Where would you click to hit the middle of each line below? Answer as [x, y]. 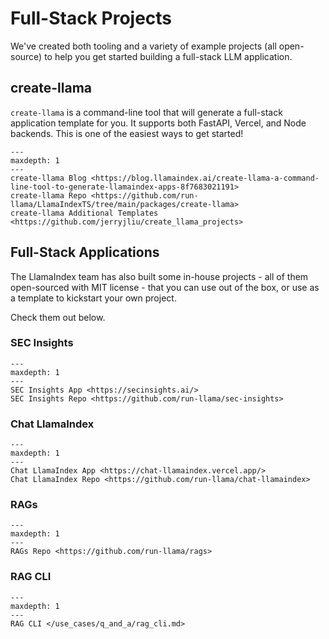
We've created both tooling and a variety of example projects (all [143, 46]
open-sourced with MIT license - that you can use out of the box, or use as [165, 287]
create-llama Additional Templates [84, 213]
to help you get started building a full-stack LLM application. [168, 56]
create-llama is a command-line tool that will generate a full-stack [146, 112]
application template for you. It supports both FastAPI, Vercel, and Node [158, 123]
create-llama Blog [48, 178]
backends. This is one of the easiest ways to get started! [127, 133]
